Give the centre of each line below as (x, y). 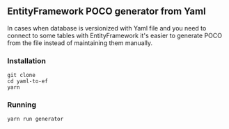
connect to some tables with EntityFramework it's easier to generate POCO (115, 35)
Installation (27, 60)
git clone (22, 76)
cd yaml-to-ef (28, 81)
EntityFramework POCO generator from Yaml (107, 11)
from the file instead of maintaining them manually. (80, 43)
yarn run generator (35, 119)
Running (22, 105)
